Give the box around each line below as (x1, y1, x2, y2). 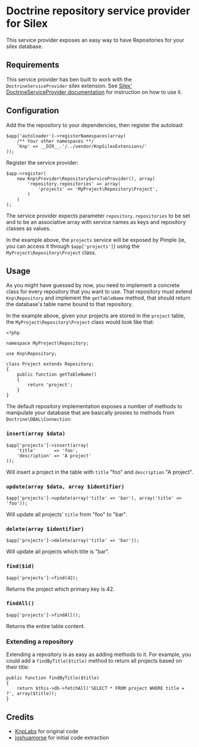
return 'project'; (27, 382, 73, 388)
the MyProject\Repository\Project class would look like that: (6, 319, 154, 326)
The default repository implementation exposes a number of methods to (6, 403, 182, 410)
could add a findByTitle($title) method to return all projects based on (6, 657, 182, 664)
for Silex (6, 17, 48, 30)
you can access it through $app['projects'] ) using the (6, 242, 140, 250)
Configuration (6, 106, 59, 116)
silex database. (6, 43, 43, 50)
